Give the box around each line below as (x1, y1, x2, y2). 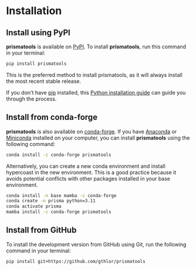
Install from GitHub (6, 225, 77, 235)
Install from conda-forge (6, 112, 98, 122)
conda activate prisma (6, 204, 62, 209)
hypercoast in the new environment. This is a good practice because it (6, 169, 177, 176)
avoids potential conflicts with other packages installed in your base (6, 175, 171, 182)
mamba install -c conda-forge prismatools (6, 209, 111, 215)
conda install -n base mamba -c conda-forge (6, 192, 117, 198)
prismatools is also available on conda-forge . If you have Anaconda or (6, 128, 177, 135)
